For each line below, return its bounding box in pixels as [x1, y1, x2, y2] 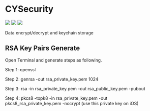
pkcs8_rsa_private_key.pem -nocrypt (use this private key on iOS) [5, 100, 139, 106]
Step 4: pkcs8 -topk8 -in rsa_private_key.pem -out [5, 95, 108, 101]
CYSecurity [5, 3, 54, 15]
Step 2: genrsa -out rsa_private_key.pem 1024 [5, 76, 98, 82]
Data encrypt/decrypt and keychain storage [5, 29, 93, 35]
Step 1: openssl [5, 66, 36, 72]
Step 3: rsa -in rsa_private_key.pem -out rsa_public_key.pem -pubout [5, 85, 146, 91]
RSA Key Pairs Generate [5, 44, 80, 53]
